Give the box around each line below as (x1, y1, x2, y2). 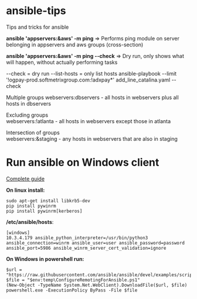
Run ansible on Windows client (6, 156, 159, 169)
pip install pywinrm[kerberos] (6, 208, 83, 214)
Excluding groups (6, 111, 49, 118)
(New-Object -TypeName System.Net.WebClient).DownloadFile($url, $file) (6, 282, 188, 288)
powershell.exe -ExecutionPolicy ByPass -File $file (6, 287, 138, 293)
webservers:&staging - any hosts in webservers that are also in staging (6, 135, 178, 142)
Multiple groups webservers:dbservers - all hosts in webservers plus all (6, 94, 179, 101)
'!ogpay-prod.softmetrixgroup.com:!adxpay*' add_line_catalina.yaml (6, 76, 171, 83)
